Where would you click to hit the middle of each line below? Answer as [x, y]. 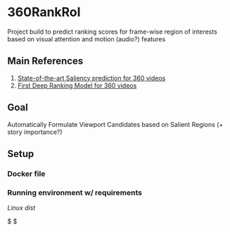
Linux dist [21, 208]
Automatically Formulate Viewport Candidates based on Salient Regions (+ [115, 124]
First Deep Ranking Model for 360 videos [77, 86]
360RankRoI [44, 12]
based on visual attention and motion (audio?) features [87, 39]
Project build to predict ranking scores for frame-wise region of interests [113, 32]
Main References [45, 61]
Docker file [26, 174]
